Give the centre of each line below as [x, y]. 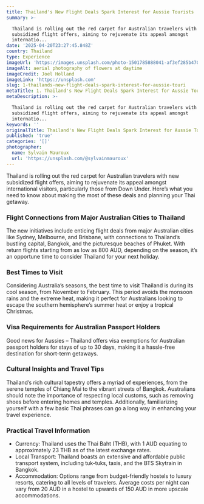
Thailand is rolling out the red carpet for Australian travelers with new [93, 176]
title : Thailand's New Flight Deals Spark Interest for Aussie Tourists [100, 12]
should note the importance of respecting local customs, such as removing [100, 395]
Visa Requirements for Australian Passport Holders [83, 327]
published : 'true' [29, 136]
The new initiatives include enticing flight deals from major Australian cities [100, 230]
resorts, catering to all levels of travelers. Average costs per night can [102, 483]
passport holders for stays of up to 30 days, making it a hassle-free [91, 347]
